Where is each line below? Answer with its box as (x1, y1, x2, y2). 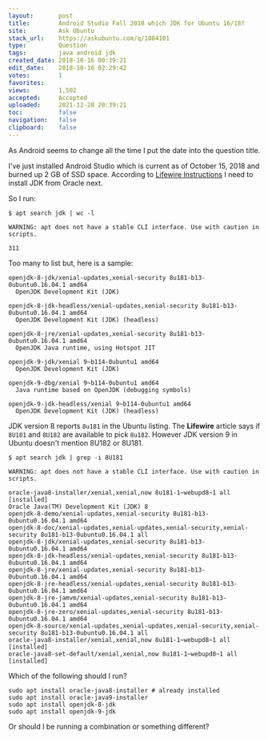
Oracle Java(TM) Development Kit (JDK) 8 (8, 503, 149, 511)
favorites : (8, 79, 45, 87)
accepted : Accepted (8, 94, 88, 102)
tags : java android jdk (8, 49, 116, 57)
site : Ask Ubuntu (8, 26, 94, 34)
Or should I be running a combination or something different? (8, 721, 210, 731)
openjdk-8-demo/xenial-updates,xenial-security (8, 510, 170, 518)
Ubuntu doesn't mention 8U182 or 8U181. (8, 438, 144, 447)
